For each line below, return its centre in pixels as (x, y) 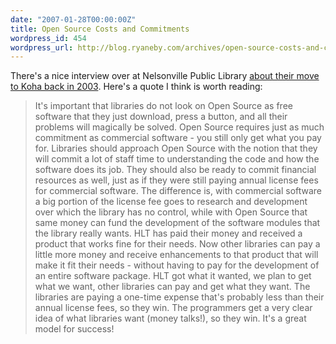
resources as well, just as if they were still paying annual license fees (176, 180)
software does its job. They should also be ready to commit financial (175, 170)
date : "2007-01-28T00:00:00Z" (73, 19)
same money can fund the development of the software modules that (177, 223)
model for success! (74, 329)
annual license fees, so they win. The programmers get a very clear (173, 308)
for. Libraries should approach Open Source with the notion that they (176, 148)
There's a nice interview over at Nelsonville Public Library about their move (165, 76)
